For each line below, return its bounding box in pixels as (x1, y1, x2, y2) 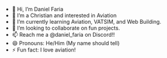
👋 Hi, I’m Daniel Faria (11, 6, 64, 12)
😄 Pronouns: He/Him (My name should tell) (11, 40, 120, 47)
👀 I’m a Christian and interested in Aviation (11, 12, 117, 19)
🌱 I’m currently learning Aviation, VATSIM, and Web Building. (11, 18, 162, 25)
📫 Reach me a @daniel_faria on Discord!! (11, 31, 115, 38)
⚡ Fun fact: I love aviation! (11, 46, 76, 53)
